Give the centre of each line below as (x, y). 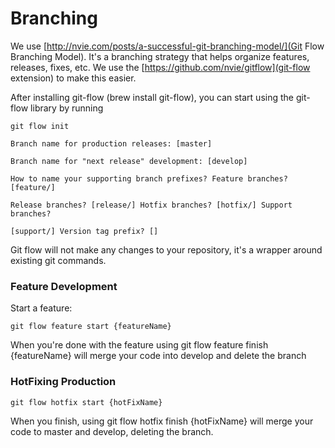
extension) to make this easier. (73, 78)
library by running (67, 108)
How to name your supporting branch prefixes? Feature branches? (149, 178)
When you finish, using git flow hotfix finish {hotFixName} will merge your (162, 421)
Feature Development (64, 286)
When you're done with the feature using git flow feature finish (139, 345)
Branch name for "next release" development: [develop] (129, 161)
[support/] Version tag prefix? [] (84, 231)
